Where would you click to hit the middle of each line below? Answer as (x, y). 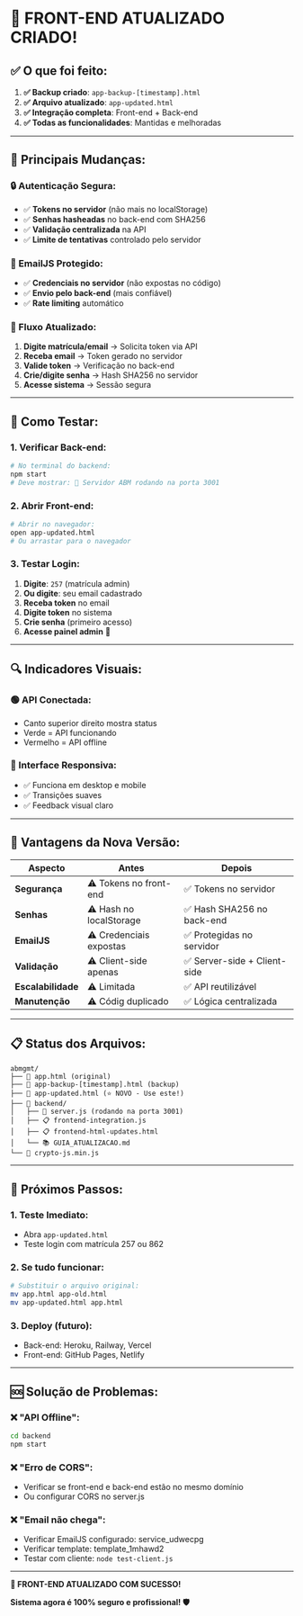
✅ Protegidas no (218, 935)
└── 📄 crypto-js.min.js (55, 1154)
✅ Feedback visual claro (68, 805)
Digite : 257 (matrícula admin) (76, 583)
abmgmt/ (25, 1069)
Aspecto (46, 867)
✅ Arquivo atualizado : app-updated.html (98, 102)
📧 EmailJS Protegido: (57, 263)
